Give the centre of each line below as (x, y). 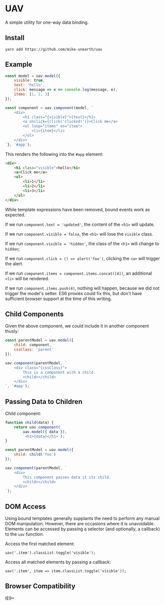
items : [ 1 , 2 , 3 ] (32, 95)
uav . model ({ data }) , (45, 432)
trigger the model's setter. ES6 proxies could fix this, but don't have (73, 293)
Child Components (34, 314)
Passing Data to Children (44, 402)
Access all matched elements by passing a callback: (58, 562)
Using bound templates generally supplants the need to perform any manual (82, 518)
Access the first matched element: (40, 544)
